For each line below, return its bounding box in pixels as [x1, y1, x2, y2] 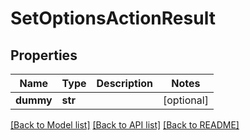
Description [96, 77, 153, 90]
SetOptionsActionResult [10, 7, 216, 30]
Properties [10, 47, 78, 64]
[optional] [162, 93, 209, 107]
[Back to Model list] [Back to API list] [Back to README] [10, 119, 240, 131]
